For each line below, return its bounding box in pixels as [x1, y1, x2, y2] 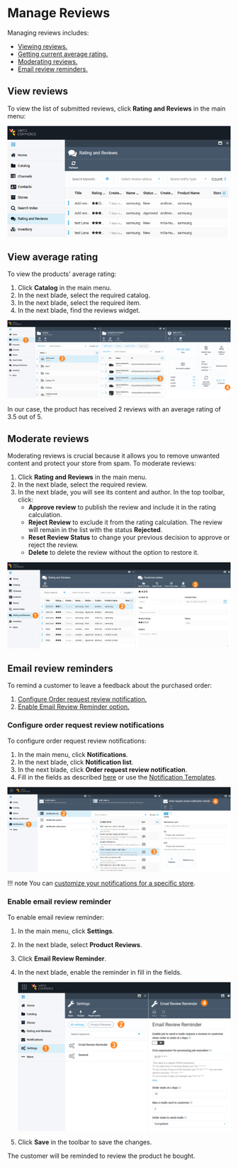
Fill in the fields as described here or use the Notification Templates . [17, 773, 217, 781]
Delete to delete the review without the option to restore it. [28, 548, 200, 557]
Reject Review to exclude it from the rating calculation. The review [28, 518, 223, 526]
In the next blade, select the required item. [17, 299, 142, 307]
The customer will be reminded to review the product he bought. [7, 1151, 195, 1161]
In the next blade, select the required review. [17, 480, 148, 489]
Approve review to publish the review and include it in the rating [28, 503, 216, 511]
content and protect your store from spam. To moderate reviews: [7, 459, 196, 468]
